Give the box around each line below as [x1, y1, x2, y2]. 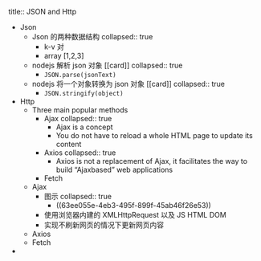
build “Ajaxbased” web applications [55, 165, 173, 174]
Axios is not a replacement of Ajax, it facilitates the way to [55, 157, 247, 165]
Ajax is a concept [55, 122, 114, 132]
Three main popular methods [31, 105, 128, 115]
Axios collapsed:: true [43, 148, 116, 157]
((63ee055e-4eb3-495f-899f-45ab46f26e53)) [55, 201, 211, 210]
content [55, 140, 82, 149]
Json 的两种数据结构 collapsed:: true [31, 32, 153, 41]
